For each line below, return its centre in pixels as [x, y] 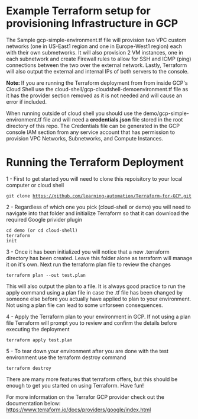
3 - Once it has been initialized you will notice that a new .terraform [88, 252]
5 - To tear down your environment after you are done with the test [87, 351]
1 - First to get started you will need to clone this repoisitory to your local [94, 178]
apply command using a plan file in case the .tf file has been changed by [95, 292]
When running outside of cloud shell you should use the [74, 113]
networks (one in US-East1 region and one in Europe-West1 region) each [94, 46]
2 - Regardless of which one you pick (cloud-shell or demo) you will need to [98, 207]
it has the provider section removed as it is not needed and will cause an [94, 95]
